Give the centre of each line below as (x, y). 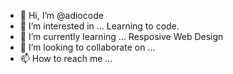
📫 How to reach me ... (66, 58)
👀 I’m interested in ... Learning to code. (99, 26)
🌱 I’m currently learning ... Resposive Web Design (121, 36)
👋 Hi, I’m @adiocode (61, 15)
